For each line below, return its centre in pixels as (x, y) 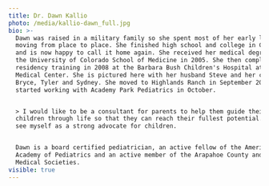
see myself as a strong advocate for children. (96, 126)
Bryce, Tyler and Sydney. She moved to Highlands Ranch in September (134, 82)
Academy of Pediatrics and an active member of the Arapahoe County (132, 155)
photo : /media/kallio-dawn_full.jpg (69, 23)
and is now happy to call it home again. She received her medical (130, 53)
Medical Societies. (48, 162)
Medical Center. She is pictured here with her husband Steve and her (136, 75)
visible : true (32, 170)
